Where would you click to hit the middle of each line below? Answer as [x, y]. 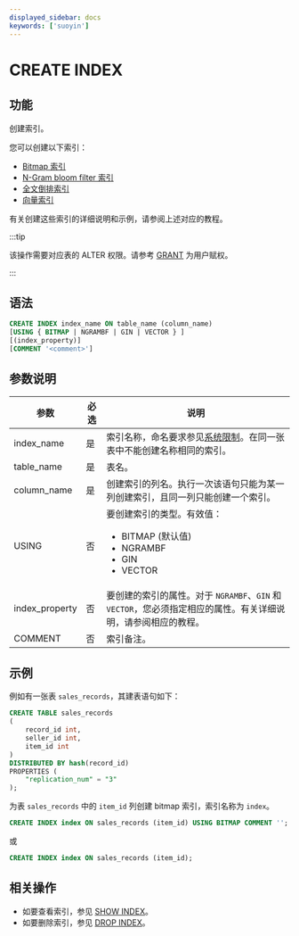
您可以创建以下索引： [48, 147]
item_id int [47, 746]
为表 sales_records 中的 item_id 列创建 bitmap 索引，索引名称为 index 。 [141, 806]
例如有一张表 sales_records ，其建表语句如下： [95, 696]
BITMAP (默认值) [157, 536]
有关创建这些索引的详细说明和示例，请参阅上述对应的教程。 [118, 219]
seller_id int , [53, 738]
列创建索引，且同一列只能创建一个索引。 [191, 497]
